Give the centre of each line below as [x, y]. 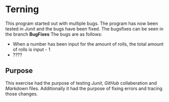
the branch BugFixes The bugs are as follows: [54, 34]
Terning [22, 9]
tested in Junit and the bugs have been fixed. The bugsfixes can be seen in [84, 28]
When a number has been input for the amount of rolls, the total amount [88, 44]
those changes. [22, 94]
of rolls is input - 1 [31, 49]
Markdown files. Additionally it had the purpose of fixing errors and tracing [84, 88]
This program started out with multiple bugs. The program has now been [82, 23]
